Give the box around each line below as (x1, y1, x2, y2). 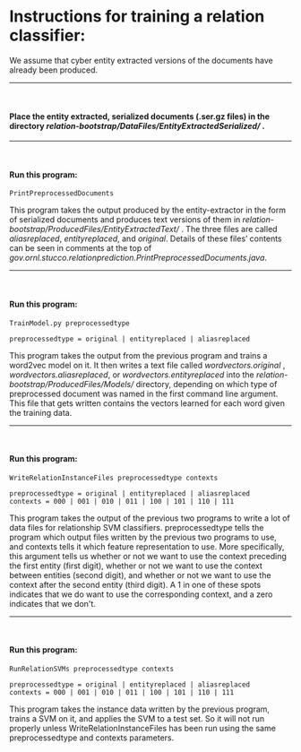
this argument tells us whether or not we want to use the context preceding (9, 550, 287, 561)
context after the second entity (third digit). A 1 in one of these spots (9, 579, 262, 590)
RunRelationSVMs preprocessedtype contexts (9, 664, 175, 673)
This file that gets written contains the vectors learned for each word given (9, 397, 285, 409)
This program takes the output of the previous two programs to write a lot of (9, 513, 291, 523)
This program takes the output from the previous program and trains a (9, 350, 268, 360)
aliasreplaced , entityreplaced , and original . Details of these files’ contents (9, 233, 282, 244)
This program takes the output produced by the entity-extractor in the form (9, 204, 287, 216)
